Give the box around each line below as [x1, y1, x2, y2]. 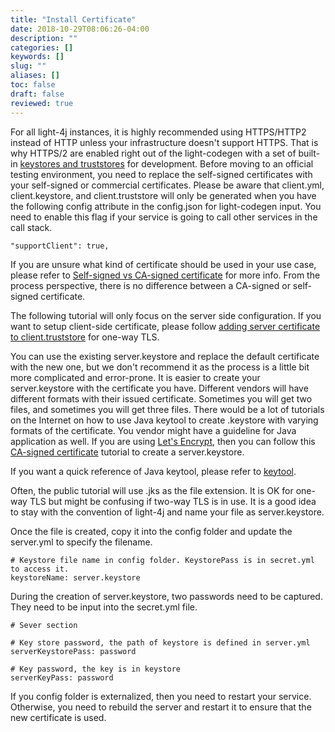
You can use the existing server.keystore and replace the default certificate [10, 350, 320, 362]
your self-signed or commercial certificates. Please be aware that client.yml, [10, 179, 325, 191]
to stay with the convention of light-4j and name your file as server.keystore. [10, 506, 325, 518]
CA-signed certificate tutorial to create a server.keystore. [10, 446, 245, 458]
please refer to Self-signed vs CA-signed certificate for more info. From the [10, 269, 321, 281]
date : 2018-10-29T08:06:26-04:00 [10, 24, 150, 34]
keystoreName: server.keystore [10, 572, 141, 583]
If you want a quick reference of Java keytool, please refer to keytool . [10, 465, 297, 477]
